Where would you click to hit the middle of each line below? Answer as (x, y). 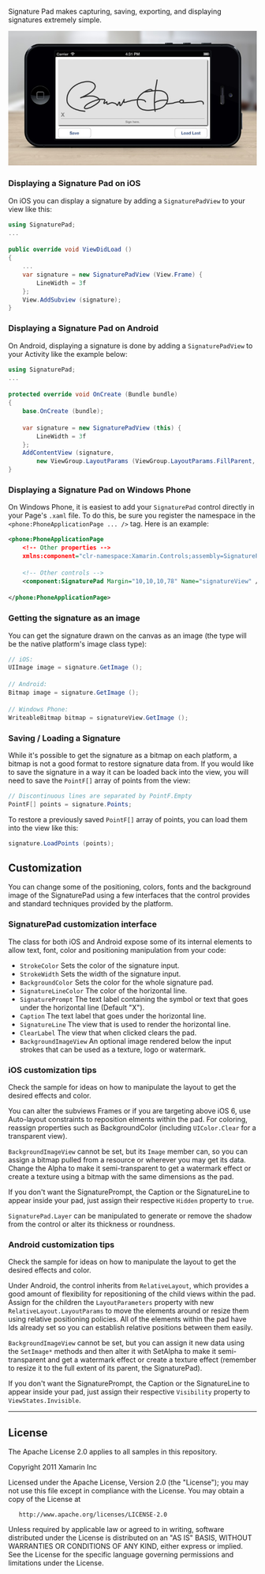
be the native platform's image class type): (78, 643)
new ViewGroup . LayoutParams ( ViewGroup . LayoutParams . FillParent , (146, 461)
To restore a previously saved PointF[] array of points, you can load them (128, 819)
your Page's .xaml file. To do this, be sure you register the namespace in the (132, 516)
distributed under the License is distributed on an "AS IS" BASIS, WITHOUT (130, 1538)
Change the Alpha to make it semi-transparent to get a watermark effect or (130, 1168)
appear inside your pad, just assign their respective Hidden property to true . (131, 1200)
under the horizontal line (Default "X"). (82, 1007)
